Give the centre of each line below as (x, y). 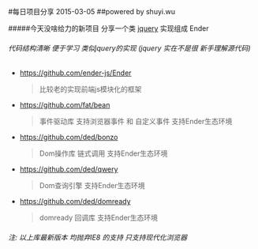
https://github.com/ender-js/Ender (75, 73)
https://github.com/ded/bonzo (69, 138)
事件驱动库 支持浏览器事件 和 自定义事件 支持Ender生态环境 (136, 122)
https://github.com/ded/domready (75, 202)
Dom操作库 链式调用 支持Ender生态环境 (103, 153)
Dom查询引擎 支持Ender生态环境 (92, 186)
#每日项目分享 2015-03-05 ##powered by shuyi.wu (92, 11)
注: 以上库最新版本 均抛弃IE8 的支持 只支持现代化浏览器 (98, 237)
